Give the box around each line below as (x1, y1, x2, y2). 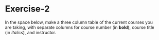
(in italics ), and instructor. (5, 29, 56, 35)
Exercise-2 (5, 3, 50, 14)
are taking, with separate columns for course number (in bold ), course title (5, 24, 155, 30)
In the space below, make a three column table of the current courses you (5, 19, 153, 25)
